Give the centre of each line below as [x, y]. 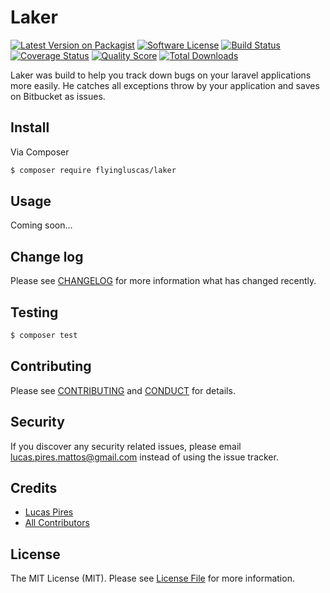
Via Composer [40, 152]
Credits [34, 487]
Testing [34, 312]
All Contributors [57, 523]
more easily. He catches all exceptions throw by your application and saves [165, 85]
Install [30, 127]
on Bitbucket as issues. [58, 96]
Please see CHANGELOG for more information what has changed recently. [163, 281]
